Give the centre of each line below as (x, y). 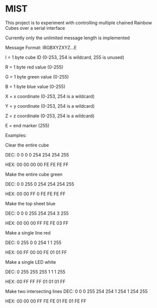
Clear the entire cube (27, 145)
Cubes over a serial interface (35, 28)
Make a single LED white (31, 262)
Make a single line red (28, 233)
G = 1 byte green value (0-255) (37, 76)
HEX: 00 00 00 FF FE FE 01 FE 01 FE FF (46, 301)
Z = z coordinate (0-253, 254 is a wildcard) (50, 116)
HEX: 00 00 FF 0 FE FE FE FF (35, 194)
